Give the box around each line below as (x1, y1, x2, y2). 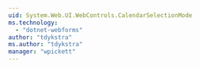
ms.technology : (8, 19, 58, 27)
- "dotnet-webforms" (15, 26, 83, 34)
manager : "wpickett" (8, 48, 77, 55)
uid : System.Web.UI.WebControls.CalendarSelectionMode (8, 11, 193, 20)
